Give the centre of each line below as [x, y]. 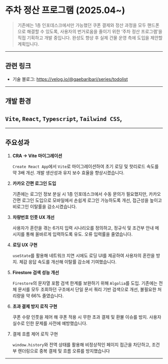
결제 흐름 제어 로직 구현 [35, 334]
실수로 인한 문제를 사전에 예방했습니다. [50, 323]
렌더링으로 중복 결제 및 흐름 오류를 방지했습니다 [64, 351]
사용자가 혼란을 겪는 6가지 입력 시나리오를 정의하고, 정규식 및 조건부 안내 [83, 228]
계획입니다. [28, 44]
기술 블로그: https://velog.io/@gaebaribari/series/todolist [70, 79]
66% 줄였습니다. [47, 295]
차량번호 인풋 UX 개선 [33, 217]
